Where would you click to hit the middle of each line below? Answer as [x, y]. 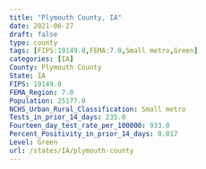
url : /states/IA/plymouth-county [72, 150]
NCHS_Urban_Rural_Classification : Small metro [98, 109]
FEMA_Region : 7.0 [42, 92]
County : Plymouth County [56, 68]
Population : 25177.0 [48, 101]
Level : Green [34, 142]
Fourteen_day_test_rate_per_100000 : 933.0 [90, 126]
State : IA [28, 76]
